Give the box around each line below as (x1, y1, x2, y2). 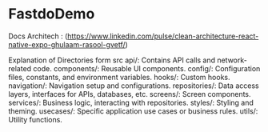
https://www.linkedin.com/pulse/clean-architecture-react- (67, 31, 259, 41)
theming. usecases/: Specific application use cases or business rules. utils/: (8, 106, 258, 116)
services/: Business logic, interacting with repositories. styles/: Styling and (8, 98, 254, 107)
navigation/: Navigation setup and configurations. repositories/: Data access (8, 81, 259, 90)
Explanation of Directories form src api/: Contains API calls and (8, 55, 216, 65)
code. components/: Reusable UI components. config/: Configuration (33, 63, 261, 73)
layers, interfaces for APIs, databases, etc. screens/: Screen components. (8, 89, 251, 98)
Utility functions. (8, 114, 62, 124)
